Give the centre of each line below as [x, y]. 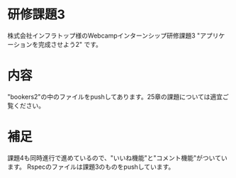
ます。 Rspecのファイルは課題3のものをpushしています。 [91, 167]
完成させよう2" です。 [70, 44]
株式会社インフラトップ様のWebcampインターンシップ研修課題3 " [104, 35]
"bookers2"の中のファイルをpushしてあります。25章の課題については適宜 [115, 96]
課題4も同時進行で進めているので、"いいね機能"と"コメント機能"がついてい [118, 157]
